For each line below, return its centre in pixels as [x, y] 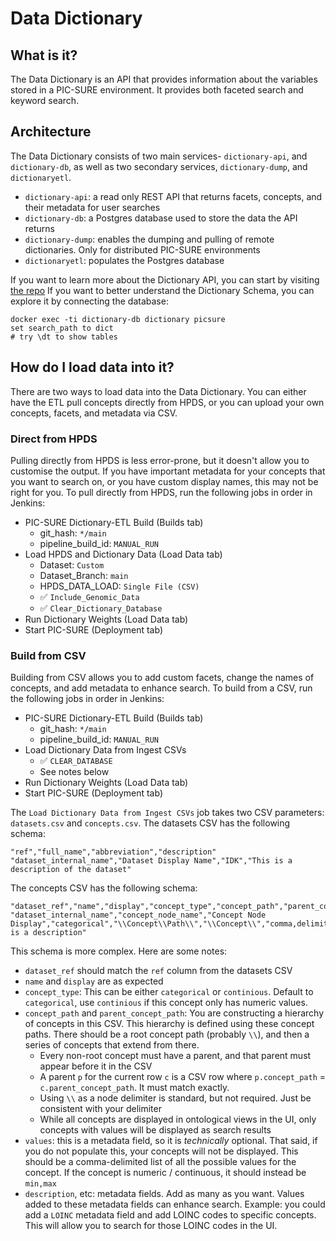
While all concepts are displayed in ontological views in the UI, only [178, 1119]
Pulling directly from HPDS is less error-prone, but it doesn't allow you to [160, 460]
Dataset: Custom [72, 564]
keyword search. [45, 100]
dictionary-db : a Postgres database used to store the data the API [161, 218]
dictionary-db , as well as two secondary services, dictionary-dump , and [159, 166]
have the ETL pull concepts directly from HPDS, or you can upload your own [167, 402]
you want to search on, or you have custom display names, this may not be [164, 481]
